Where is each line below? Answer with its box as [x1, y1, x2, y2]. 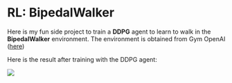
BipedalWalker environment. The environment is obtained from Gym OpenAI [7, 34, 226, 43]
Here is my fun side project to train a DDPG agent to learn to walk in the [7, 27, 211, 36]
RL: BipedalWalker [7, 5, 115, 21]
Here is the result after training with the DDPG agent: [7, 55, 157, 63]
